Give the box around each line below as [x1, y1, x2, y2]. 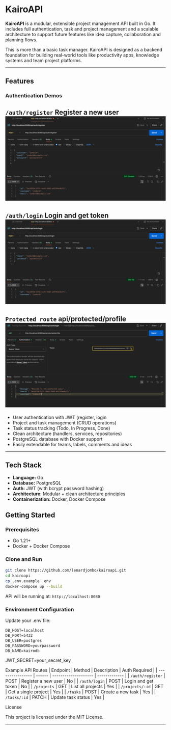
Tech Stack [5, 461, 42, 470]
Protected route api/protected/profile [5, 314, 126, 323]
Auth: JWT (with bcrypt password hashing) [12, 485, 104, 491]
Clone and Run [5, 556, 42, 563]
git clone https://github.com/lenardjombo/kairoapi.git [5, 568, 126, 573]
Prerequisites [5, 526, 39, 533]
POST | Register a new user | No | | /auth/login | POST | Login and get [5, 678, 154, 684]
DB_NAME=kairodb [5, 648, 40, 654]
